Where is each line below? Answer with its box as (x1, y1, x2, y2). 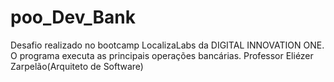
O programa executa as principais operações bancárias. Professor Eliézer (10, 49, 314, 61)
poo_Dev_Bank (10, 6, 136, 29)
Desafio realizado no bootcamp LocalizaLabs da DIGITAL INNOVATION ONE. (10, 39, 325, 51)
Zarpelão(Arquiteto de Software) (10, 60, 144, 72)
